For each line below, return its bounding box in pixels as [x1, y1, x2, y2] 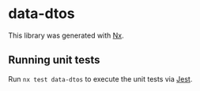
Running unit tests [8, 53, 100, 67]
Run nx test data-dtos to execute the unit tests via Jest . [8, 74, 193, 83]
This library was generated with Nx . [8, 31, 124, 40]
